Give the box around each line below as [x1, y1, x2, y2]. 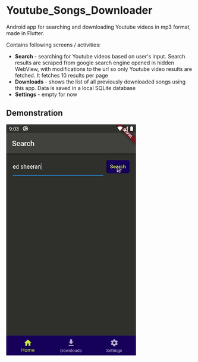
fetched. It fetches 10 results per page [14, 72, 108, 79]
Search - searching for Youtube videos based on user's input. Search [14, 52, 186, 60]
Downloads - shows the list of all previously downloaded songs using [14, 78, 186, 85]
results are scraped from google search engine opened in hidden [14, 59, 174, 66]
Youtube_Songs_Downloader [6, 4, 153, 17]
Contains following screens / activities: [6, 41, 101, 48]
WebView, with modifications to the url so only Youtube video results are [14, 65, 192, 72]
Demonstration [6, 108, 64, 118]
